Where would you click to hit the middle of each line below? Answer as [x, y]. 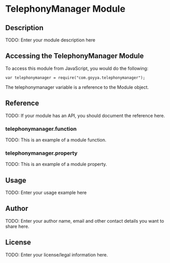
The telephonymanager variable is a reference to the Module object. [77, 87]
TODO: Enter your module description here [50, 40]
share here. [17, 226]
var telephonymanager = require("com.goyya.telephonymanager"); [75, 78]
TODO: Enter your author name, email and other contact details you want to [85, 221]
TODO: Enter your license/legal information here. [57, 255]
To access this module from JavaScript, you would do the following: [77, 68]
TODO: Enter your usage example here [46, 193]
